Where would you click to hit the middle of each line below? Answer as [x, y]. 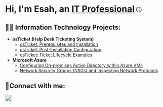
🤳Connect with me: [35, 86]
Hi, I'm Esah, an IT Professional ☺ [74, 9]
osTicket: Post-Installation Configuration [61, 50]
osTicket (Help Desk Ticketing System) [53, 39]
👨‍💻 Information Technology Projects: [63, 27]
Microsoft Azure [29, 60]
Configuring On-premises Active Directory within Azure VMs [81, 65]
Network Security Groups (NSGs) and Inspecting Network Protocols [89, 71]
